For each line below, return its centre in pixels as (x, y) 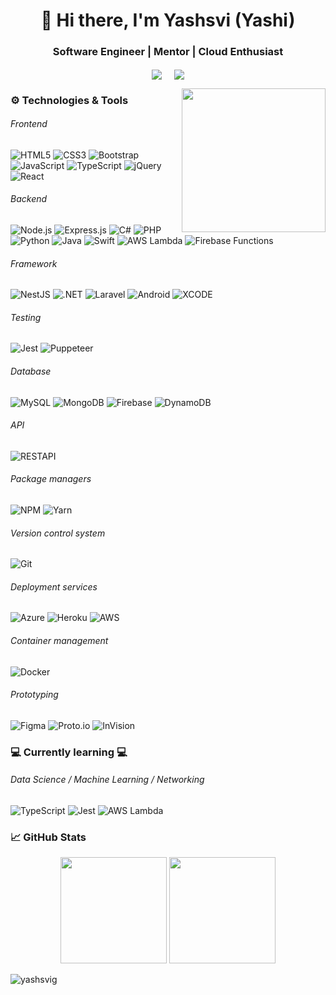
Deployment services (54, 586)
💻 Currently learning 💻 (69, 752)
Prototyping (34, 695)
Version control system (58, 533)
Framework (34, 263)
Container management (59, 640)
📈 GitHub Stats (48, 837)
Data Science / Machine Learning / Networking (107, 780)
